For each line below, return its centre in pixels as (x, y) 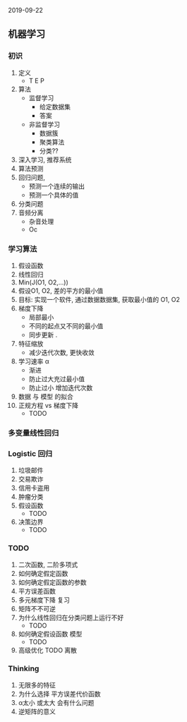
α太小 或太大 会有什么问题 (56, 702)
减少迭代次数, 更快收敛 (61, 352)
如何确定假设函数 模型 (50, 634)
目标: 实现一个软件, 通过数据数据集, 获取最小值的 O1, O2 (99, 299)
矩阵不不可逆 (37, 608)
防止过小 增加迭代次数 (61, 387)
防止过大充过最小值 (57, 379)
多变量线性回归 (34, 433)
